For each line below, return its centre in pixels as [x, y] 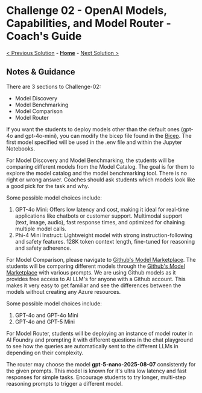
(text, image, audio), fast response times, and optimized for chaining [100, 222]
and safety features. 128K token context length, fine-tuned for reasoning [105, 241]
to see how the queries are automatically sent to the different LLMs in [93, 346]
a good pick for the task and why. [48, 186]
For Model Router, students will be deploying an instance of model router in [99, 333]
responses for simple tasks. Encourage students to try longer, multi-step [96, 377]
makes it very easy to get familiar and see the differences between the [94, 285]
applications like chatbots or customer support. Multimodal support [99, 216]
